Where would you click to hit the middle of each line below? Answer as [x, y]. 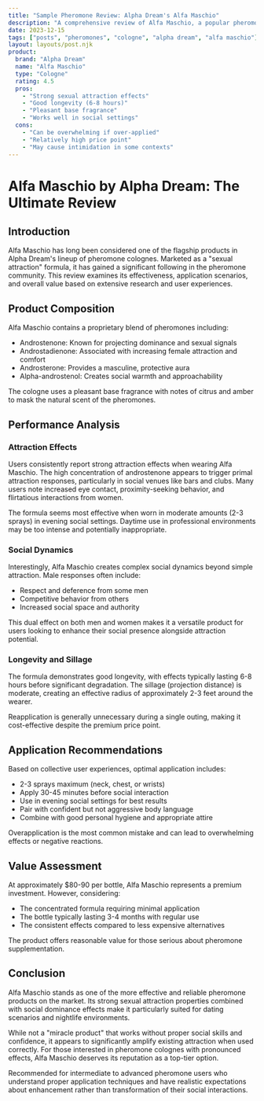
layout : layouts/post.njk [50, 45]
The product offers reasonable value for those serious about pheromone [125, 941]
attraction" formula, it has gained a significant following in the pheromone [127, 267]
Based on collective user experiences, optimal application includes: [117, 769]
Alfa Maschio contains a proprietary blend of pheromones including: [119, 328]
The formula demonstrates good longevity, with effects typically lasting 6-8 [130, 676]
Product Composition [62, 309]
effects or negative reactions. [56, 841]
